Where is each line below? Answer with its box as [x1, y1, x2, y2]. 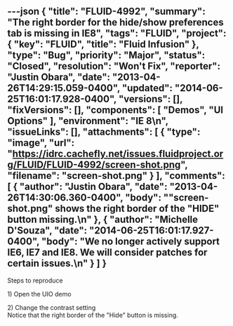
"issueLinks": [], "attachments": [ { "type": [7, 126, 201, 138]
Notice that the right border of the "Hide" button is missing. [7, 311, 179, 319]
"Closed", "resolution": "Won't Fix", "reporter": [7, 60, 221, 72]
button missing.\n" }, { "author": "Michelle [7, 214, 199, 226]
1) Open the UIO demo [7, 290, 72, 298]
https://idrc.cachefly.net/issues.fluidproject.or [12, 148, 224, 160]
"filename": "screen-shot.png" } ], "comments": [7, 170, 226, 182]
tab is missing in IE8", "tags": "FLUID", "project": [7, 27, 227, 39]
